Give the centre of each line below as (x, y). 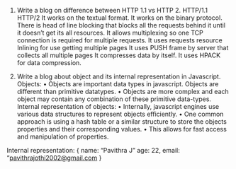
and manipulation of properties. (63, 136)
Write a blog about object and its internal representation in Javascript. (119, 76)
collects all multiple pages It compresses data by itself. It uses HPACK (119, 55)
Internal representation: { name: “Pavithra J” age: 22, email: (93, 150)
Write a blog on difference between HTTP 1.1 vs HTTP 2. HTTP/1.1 (112, 10)
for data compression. (49, 63)
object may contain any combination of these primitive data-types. (114, 99)
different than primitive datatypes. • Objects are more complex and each (123, 92)
